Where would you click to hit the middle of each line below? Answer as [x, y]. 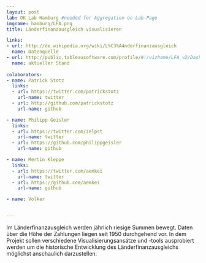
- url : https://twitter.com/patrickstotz [66, 92]
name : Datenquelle [36, 52]
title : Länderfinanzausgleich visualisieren [64, 29]
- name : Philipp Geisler [38, 120]
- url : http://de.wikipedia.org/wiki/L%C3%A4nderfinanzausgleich [91, 46]
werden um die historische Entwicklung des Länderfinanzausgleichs [93, 247]
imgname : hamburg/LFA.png [39, 23]
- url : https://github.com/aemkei [56, 183]
